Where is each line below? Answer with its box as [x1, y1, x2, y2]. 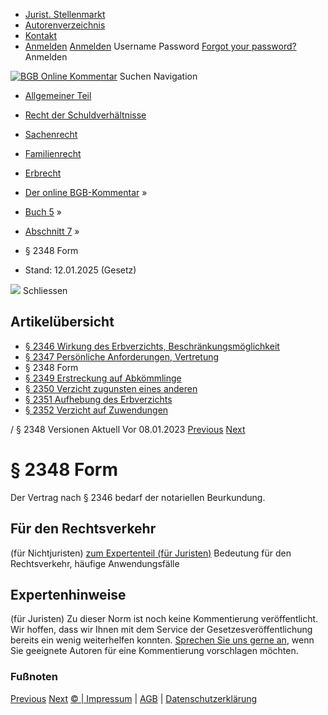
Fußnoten [10, 670, 58, 684]
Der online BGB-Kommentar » [24, 187, 148, 198]
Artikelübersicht [10, 314, 115, 331]
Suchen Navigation [119, 70, 198, 82]
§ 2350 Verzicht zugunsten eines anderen [24, 382, 198, 394]
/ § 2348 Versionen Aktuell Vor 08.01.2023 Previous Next [10, 423, 246, 435]
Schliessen [22, 285, 68, 296]
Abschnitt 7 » [24, 225, 80, 237]
